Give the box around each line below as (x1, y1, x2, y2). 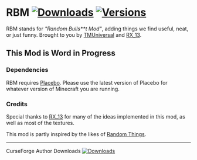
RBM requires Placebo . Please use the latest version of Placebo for (6, 79, 168, 86)
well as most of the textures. (6, 119, 74, 126)
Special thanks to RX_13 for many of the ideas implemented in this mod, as (6, 113, 186, 120)
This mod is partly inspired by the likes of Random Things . (6, 130, 147, 137)
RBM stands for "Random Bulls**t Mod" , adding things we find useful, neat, (6, 25, 189, 32)
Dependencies (6, 66, 49, 74)
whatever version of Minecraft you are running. (6, 85, 120, 92)
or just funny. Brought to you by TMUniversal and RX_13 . (6, 31, 142, 38)
